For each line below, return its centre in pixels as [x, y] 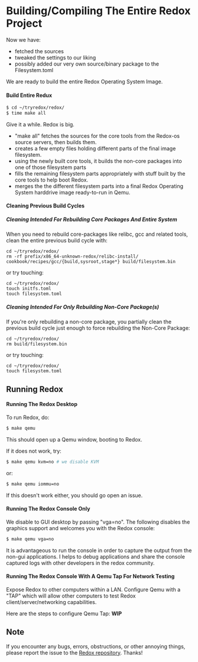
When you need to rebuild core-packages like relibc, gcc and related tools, [97, 234]
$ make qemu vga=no [30, 539]
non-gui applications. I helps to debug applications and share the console [95, 556]
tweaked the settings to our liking [55, 57]
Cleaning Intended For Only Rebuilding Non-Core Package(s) [83, 307]
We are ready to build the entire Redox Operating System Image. [85, 82]
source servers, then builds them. [56, 142]
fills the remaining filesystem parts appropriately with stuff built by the [100, 173]
